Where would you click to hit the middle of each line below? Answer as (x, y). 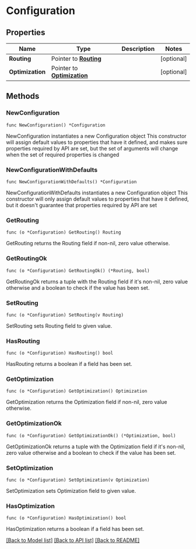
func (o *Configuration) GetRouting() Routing (64, 232)
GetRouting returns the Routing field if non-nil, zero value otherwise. (88, 243)
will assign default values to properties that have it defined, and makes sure (97, 142)
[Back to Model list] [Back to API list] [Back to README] (73, 540)
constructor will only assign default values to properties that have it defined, (97, 199)
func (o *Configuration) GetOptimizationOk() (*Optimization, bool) (91, 435)
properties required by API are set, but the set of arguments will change (92, 148)
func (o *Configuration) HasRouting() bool (60, 353)
